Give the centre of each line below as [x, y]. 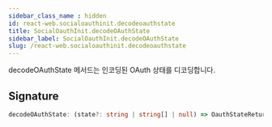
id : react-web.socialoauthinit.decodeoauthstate [92, 23]
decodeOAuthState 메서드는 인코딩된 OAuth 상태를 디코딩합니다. [112, 70]
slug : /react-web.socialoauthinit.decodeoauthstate [97, 46]
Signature [34, 96]
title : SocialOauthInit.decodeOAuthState [79, 31]
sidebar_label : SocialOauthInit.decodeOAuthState [94, 38]
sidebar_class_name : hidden [57, 16]
